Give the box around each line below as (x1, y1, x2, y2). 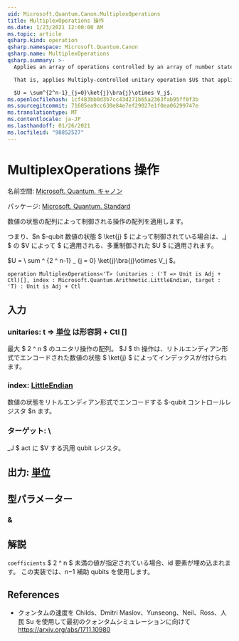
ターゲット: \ (7, 426, 51, 436)
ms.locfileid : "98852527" (7, 129, 84, 136)
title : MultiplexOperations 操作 (7, 17, 105, 24)
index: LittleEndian (7, 380, 73, 390)
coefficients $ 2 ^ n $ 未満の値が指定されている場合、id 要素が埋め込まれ (7, 558, 225, 567)
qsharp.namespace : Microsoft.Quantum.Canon (7, 43, 139, 51)
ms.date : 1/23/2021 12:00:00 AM (7, 24, 103, 31)
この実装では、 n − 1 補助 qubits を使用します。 (21, 568, 154, 576)
